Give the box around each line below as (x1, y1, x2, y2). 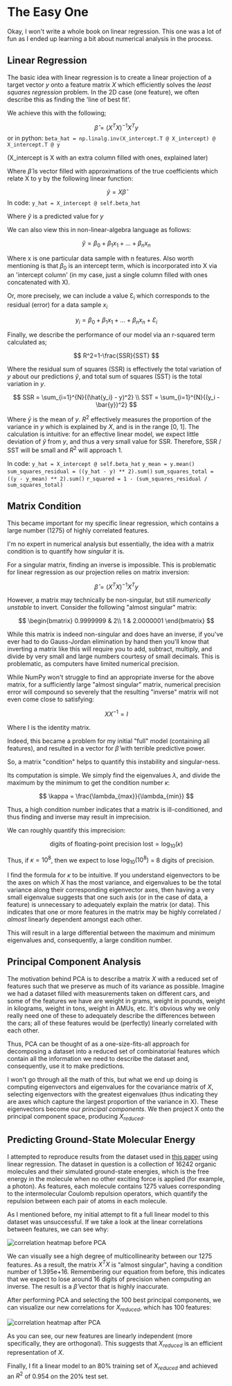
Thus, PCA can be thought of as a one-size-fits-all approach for (7, 1039, 190, 1048)
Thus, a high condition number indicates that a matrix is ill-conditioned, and (7, 805, 223, 813)
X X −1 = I (105, 709, 128, 718)
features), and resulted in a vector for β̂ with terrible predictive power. (7, 744, 206, 752)
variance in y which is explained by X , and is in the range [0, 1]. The (7, 423, 199, 431)
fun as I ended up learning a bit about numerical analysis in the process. (7, 34, 213, 42)
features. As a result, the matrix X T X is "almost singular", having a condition (7, 1259, 223, 1269)
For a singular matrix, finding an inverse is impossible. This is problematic (7, 560, 217, 569)
